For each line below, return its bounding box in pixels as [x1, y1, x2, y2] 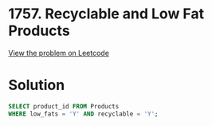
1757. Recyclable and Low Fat [8, 5, 205, 23]
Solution [8, 77, 65, 94]
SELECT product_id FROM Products [8, 102, 120, 110]
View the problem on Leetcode [8, 48, 110, 57]
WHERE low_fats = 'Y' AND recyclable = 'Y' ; [8, 109, 159, 118]
